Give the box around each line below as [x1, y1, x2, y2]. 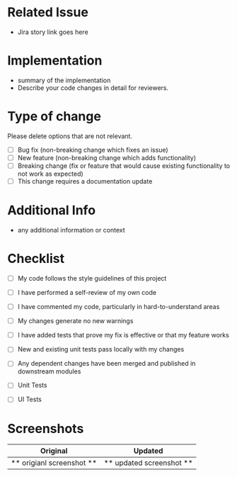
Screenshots [7, 420, 84, 437]
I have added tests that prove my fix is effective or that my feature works [17, 331, 230, 339]
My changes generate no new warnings [17, 317, 134, 325]
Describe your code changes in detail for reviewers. [17, 83, 169, 92]
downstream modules [17, 367, 81, 376]
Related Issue [7, 4, 88, 21]
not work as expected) [17, 169, 83, 178]
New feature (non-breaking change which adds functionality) [17, 153, 197, 162]
